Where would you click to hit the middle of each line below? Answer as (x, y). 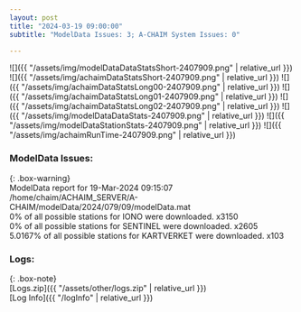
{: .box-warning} (40, 178)
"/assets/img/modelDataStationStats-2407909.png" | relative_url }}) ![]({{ (146, 125)
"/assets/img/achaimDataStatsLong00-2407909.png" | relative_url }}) (150, 87)
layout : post (34, 18)
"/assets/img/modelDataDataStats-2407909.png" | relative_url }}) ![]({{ (153, 116)
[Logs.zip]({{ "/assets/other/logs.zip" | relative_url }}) (108, 288)
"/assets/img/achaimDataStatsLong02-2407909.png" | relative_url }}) (150, 106)
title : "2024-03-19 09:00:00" (66, 26)
